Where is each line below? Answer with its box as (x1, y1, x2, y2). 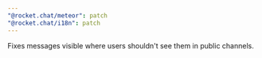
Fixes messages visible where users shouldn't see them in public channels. (7, 41, 254, 50)
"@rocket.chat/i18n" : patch (7, 19, 101, 27)
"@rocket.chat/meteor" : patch (7, 11, 108, 20)
